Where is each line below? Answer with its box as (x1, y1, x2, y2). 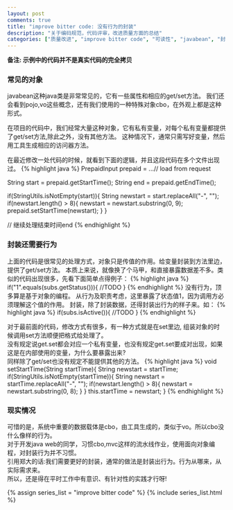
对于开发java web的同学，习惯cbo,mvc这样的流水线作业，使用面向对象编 (7, 440, 216, 448)
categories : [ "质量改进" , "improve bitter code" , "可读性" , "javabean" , (7, 36, 215, 43)
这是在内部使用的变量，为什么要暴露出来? (7, 348, 126, 357)
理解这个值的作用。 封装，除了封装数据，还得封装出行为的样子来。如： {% (12, 300, 226, 308)
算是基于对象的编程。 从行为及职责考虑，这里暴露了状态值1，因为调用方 (12, 292, 218, 300)
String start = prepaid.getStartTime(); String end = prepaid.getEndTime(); (7, 178, 216, 187)
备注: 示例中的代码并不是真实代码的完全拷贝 (7, 56, 132, 64)
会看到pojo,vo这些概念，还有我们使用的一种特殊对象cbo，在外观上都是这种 (7, 100, 222, 109)
